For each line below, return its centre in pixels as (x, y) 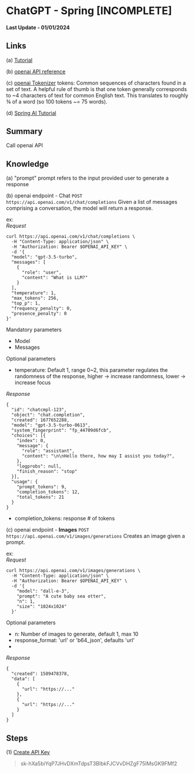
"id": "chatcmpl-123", (39, 410)
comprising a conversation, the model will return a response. (79, 208)
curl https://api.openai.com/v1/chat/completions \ (71, 237)
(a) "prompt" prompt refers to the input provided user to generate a (88, 178)
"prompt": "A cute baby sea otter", (62, 596)
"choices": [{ (29, 436)
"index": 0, (31, 441)
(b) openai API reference (36, 71)
